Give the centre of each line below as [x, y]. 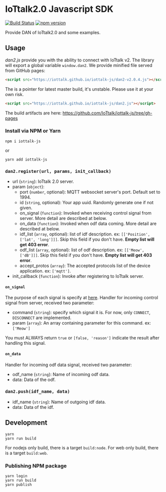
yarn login [16, 476]
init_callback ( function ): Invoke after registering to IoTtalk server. [78, 276]
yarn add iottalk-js [26, 160]
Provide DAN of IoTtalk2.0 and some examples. [53, 32]
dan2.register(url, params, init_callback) [58, 171]
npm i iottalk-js [23, 141]
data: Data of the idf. [33, 407]
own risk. [14, 94]
